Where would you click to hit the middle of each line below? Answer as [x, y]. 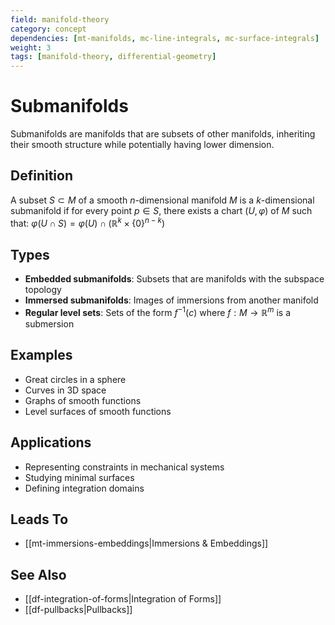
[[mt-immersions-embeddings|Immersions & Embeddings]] [146, 543]
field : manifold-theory [60, 19]
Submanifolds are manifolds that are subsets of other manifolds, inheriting [163, 134]
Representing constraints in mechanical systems [124, 467]
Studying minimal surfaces [79, 477]
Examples [41, 355]
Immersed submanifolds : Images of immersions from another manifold [171, 300]
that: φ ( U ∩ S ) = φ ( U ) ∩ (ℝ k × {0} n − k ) [87, 222]
